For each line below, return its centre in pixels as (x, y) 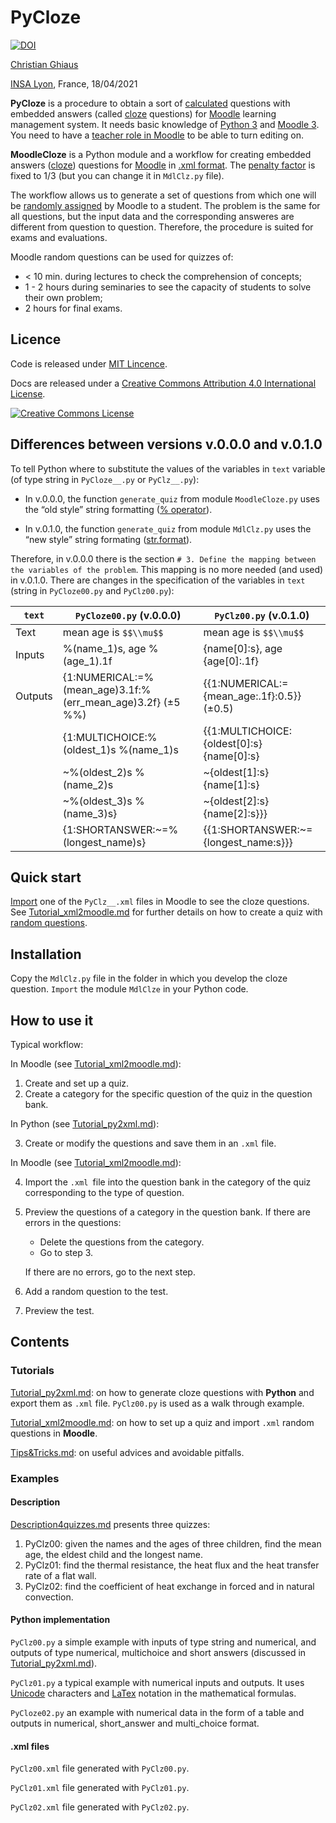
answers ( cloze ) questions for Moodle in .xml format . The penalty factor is (163, 165)
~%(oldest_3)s (97, 801)
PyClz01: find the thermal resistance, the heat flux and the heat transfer (172, 1565)
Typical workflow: (47, 1044)
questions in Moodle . (54, 1433)
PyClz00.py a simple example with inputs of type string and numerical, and (163, 1642)
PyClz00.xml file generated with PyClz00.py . (100, 1768)
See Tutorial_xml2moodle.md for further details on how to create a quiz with (166, 912)
